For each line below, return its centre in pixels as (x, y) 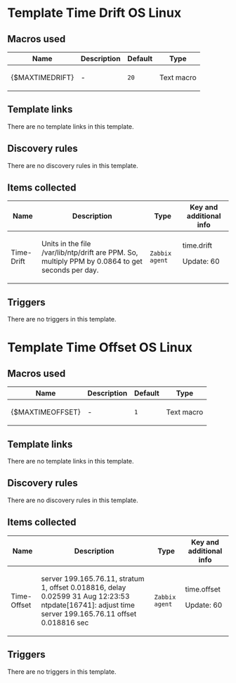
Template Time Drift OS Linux (94, 13)
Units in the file (66, 244)
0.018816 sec (65, 623)
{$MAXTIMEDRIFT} (42, 77)
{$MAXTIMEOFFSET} (46, 412)
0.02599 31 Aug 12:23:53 (85, 596)
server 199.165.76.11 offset (89, 613)
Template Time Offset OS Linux (100, 348)
